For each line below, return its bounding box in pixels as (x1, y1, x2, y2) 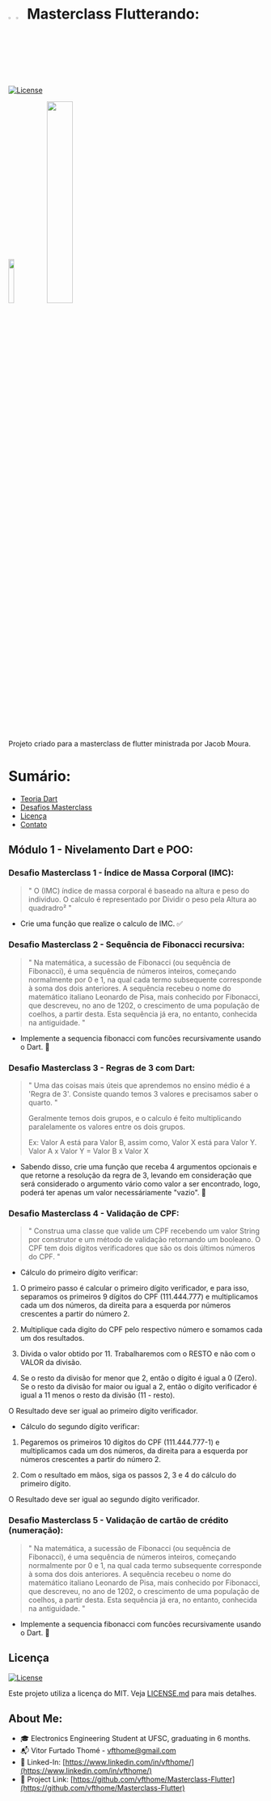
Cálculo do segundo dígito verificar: (19, 1422, 140, 1431)
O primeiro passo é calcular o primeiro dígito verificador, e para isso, (19, 1283, 249, 1293)
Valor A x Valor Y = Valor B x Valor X (28, 1146, 150, 1156)
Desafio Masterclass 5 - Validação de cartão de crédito (8, 1515, 229, 1526)
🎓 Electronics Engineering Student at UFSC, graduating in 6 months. (19, 1734, 251, 1744)
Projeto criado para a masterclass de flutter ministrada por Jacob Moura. (8, 738, 251, 748)
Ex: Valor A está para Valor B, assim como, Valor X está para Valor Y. (28, 1138, 257, 1148)
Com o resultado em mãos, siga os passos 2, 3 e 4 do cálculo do (19, 1470, 237, 1480)
